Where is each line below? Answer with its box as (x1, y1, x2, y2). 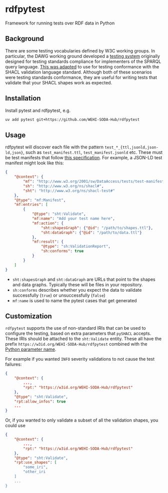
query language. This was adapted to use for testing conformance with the (5, 63, 159, 69)
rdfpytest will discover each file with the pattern (5, 144, 104, 150)
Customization (5, 312, 52, 320)
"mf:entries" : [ (14, 202, 48, 207)
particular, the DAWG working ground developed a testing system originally (5, 53, 160, 59)
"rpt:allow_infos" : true (14, 399, 66, 404)
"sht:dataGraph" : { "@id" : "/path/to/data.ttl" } (40, 230, 142, 235)
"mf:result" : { (31, 239, 64, 244)
